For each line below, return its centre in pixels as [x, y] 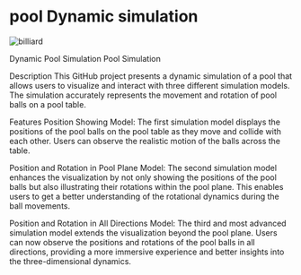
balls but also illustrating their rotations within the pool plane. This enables [146, 186]
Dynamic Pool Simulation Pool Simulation [85, 58]
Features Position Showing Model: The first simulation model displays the [145, 122]
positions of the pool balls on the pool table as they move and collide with [145, 131]
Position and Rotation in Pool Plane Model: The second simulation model [143, 168]
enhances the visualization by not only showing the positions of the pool [143, 177]
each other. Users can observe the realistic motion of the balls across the [145, 141]
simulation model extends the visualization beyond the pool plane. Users [143, 232]
